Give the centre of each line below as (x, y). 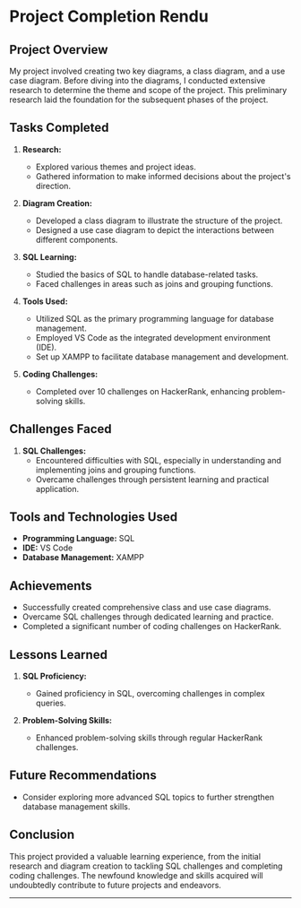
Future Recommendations (83, 776)
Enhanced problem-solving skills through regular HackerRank (149, 738)
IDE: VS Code (47, 548)
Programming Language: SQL (78, 539)
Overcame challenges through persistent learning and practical (152, 479)
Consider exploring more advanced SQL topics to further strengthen (148, 797)
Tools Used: (45, 301)
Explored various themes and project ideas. (116, 167)
